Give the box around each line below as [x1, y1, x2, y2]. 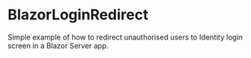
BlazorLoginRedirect [7, 6, 149, 24]
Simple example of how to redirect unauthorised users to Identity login [7, 32, 243, 42]
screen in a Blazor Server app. [7, 40, 109, 50]
